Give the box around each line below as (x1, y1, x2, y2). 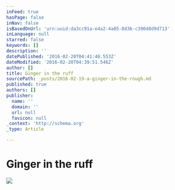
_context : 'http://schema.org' (6, 121, 85, 127)
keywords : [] (6, 43, 39, 49)
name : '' (11, 98, 34, 104)
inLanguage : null (6, 31, 50, 37)
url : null (11, 109, 36, 115)
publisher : (6, 93, 34, 99)
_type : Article (6, 126, 44, 132)
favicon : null (11, 115, 47, 121)
